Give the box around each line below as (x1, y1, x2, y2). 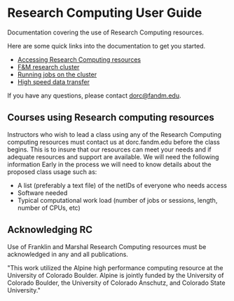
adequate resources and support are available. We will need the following (7, 152, 219, 161)
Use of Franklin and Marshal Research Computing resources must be (7, 242, 207, 250)
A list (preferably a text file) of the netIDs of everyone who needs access (17, 181, 228, 189)
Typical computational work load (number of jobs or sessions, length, (17, 196, 218, 204)
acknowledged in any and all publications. (7, 250, 128, 258)
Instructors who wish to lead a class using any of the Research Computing (7, 130, 222, 138)
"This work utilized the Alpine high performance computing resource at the (7, 263, 223, 272)
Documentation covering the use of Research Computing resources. (7, 28, 205, 36)
